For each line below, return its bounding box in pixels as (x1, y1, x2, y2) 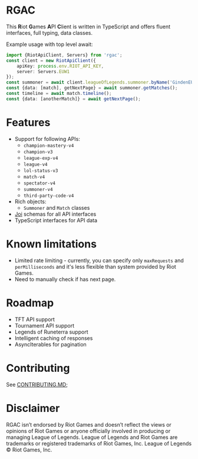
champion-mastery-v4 (23, 143, 74, 148)
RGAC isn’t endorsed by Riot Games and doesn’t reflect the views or (6, 421, 172, 428)
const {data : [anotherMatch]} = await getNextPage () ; (6, 95, 141, 102)
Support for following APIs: (14, 135, 81, 142)
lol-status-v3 (23, 167, 58, 174)
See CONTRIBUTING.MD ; (6, 381, 68, 388)
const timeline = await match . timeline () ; (6, 91, 112, 97)
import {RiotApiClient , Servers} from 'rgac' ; (6, 52, 123, 58)
